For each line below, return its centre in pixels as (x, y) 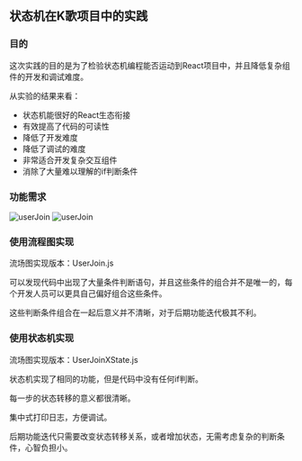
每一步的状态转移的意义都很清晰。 (72, 398)
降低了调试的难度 (54, 149)
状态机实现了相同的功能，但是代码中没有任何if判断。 (107, 379)
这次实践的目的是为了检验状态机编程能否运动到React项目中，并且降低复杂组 (150, 65)
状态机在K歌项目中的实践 (79, 16)
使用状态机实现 (42, 339)
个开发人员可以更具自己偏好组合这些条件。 (88, 294)
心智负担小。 (49, 447)
